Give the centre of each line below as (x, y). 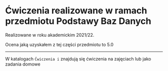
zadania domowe (23, 64)
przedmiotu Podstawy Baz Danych (78, 21)
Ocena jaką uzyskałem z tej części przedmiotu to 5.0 (59, 44)
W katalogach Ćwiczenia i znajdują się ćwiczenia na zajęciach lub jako (78, 59)
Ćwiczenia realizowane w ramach (76, 11)
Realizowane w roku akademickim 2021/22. (50, 35)
